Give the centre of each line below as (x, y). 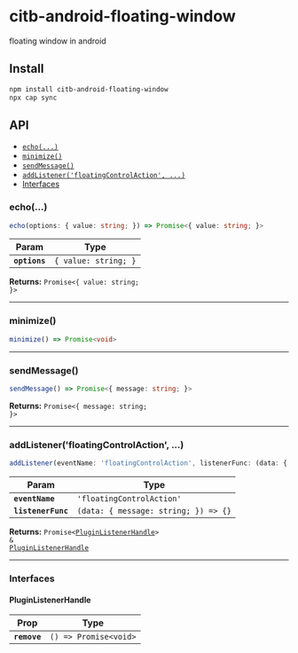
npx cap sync (33, 98)
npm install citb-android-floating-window (89, 89)
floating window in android (58, 41)
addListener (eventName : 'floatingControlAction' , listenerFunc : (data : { (149, 463)
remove (27, 637)
